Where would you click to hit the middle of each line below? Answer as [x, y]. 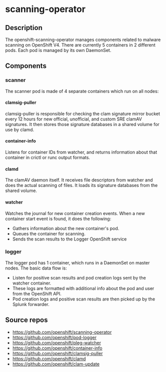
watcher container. [32, 283]
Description [24, 28]
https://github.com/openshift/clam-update [56, 364]
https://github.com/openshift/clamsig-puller [57, 353]
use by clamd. [19, 129]
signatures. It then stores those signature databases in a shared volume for [82, 124]
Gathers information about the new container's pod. [66, 228]
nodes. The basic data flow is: [36, 268]
